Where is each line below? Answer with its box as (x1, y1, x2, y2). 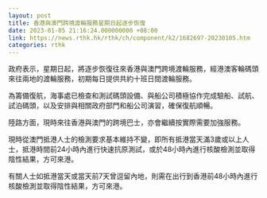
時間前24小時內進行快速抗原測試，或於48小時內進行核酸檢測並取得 (35, 145, 256, 154)
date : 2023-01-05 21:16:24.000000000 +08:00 (8, 26, 158, 34)
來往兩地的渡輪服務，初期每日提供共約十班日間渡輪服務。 (8, 74, 196, 83)
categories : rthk (8, 41, 66, 49)
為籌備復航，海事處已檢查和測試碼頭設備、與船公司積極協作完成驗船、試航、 (8, 91, 259, 100)
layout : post (8, 11, 52, 20)
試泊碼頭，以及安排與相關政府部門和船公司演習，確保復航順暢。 (8, 101, 217, 111)
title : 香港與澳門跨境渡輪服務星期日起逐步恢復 (8, 19, 146, 27)
